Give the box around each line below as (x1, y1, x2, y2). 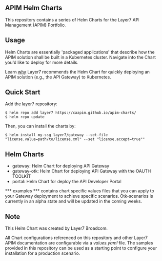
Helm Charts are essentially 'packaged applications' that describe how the (5, 49, 155, 55)
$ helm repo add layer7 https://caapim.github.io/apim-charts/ (5, 111, 137, 115)
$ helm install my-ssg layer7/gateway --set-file (5, 132, 108, 138)
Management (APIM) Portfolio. (5, 22, 66, 28)
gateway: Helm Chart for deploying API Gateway (12, 163, 110, 169)
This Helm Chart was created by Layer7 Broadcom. (5, 225, 108, 231)
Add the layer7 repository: (5, 101, 58, 107)
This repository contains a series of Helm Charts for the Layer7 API (5, 17, 140, 22)
